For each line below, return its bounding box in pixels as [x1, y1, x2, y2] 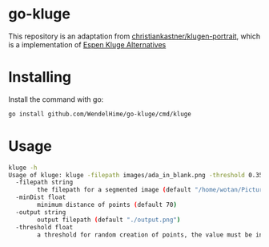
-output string [15, 208, 66, 217]
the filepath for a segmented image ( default [37, 186, 192, 194]
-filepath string [15, 178, 74, 187]
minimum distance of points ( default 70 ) [37, 201, 178, 209]
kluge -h [8, 164, 38, 172]
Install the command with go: [8, 94, 104, 104]
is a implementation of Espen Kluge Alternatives [8, 39, 167, 49]
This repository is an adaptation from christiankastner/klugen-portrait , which [8, 31, 261, 41]
